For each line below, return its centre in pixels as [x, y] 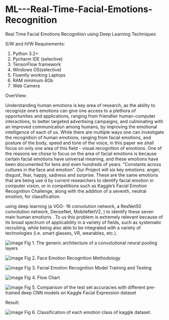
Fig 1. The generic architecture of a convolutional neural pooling [91, 243]
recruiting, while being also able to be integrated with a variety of [73, 228]
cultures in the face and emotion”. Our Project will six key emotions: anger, [83, 170]
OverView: [16, 95]
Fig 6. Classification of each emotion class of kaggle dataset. [88, 312]
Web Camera [26, 86]
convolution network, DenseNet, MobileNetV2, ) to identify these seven [79, 211]
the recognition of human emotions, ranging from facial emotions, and [78, 137]
